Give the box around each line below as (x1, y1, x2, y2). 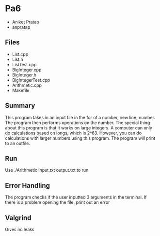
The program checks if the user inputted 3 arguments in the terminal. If (5, 194, 147, 200)
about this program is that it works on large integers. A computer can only (5, 125, 153, 130)
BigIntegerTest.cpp (12, 77, 50, 83)
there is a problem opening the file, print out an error (5, 200, 110, 205)
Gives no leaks (5, 227, 35, 232)
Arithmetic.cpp (12, 82, 42, 88)
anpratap (12, 24, 31, 30)
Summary (5, 102, 35, 110)
